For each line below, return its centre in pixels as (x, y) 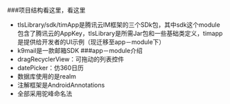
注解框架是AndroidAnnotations (61, 85)
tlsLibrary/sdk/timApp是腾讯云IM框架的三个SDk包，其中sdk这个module (118, 25)
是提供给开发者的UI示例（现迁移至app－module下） (91, 42)
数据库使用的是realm (46, 76)
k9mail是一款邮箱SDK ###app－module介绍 (80, 51)
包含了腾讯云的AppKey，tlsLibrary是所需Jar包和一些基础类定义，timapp (120, 33)
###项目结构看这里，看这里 (46, 10)
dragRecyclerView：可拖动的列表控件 (71, 59)
